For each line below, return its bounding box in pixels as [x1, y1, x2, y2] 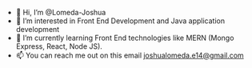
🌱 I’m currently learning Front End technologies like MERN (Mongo [15, 33, 234, 42]
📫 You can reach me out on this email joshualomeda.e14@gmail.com [15, 50, 244, 60]
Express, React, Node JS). [15, 42, 102, 51]
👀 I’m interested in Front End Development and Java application [15, 16, 226, 26]
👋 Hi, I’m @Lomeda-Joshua [15, 8, 106, 17]
